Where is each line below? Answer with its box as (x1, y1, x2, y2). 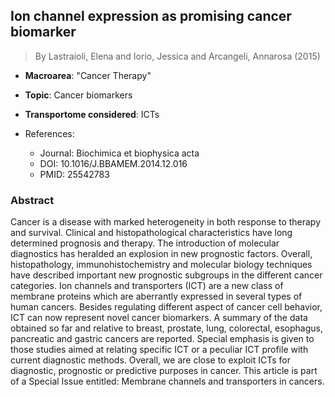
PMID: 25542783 (39, 168, 110, 180)
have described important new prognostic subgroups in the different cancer (10, 269, 323, 281)
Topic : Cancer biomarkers (24, 89, 133, 101)
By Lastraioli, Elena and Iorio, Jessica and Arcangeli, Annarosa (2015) (34, 50, 321, 62)
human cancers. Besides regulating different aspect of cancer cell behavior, (10, 301, 323, 313)
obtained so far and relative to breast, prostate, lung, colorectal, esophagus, (10, 322, 323, 334)
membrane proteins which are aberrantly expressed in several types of (10, 290, 303, 303)
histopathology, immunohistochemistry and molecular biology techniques (10, 259, 313, 271)
